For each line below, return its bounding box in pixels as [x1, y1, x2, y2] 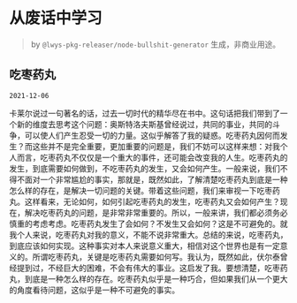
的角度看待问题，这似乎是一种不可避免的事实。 [9, 284, 179, 295]
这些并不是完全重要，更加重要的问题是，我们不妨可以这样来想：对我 [32, 140, 280, 151]
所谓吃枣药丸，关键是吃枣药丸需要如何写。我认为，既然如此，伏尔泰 [32, 251, 280, 261]
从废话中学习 [9, 8, 103, 28]
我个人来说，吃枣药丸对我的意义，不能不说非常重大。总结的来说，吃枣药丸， [9, 229, 288, 239]
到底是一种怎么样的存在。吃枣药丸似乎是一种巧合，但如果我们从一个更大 [24, 273, 288, 284]
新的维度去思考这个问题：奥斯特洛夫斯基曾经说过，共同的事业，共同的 [16, 118, 272, 129]
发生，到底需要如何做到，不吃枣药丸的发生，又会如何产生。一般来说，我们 [9, 163, 280, 173]
